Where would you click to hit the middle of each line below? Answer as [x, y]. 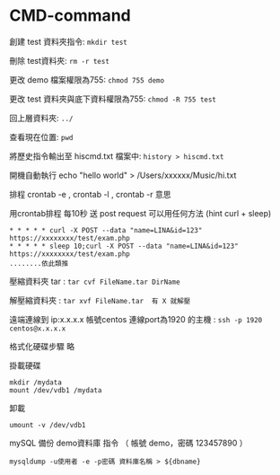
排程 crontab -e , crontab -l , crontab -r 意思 [90, 194]
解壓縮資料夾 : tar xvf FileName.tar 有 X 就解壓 [100, 300]
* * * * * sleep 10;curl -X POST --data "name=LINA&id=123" [124, 246]
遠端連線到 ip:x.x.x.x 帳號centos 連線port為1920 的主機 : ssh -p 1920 [136, 319]
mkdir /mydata [36, 383]
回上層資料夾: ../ [41, 118]
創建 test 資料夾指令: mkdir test [69, 41]
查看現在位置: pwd [41, 136]
